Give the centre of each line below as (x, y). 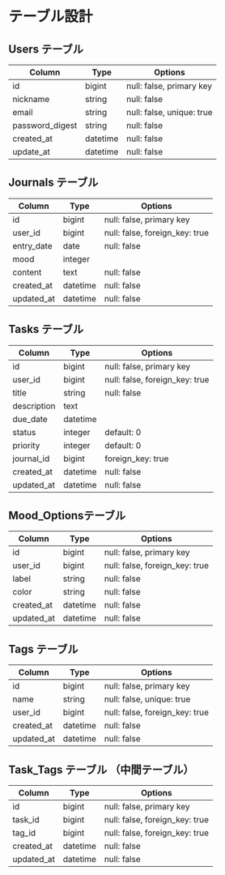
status (24, 432)
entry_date (32, 245)
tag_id (24, 833)
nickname (31, 99)
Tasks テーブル (46, 329)
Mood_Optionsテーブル (67, 516)
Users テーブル (46, 49)
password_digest (45, 125)
